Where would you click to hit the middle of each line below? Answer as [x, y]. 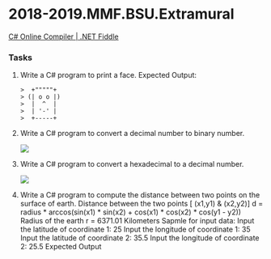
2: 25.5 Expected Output [61, 247]
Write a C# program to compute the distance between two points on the [140, 195]
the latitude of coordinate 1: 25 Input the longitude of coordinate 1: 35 [135, 229]
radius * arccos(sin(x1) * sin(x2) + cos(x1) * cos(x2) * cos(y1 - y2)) [130, 212]
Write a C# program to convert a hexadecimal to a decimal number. [132, 164]
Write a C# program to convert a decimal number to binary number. [132, 134]
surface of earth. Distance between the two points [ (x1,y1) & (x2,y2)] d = [142, 204]
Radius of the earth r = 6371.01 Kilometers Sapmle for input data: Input [137, 221]
